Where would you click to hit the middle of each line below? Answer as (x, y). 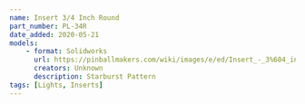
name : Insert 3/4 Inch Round (64, 18)
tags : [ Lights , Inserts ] (56, 85)
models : (24, 43)
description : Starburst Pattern (94, 77)
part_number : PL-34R (49, 26)
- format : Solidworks (66, 52)
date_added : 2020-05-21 (54, 34)
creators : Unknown (68, 69)
